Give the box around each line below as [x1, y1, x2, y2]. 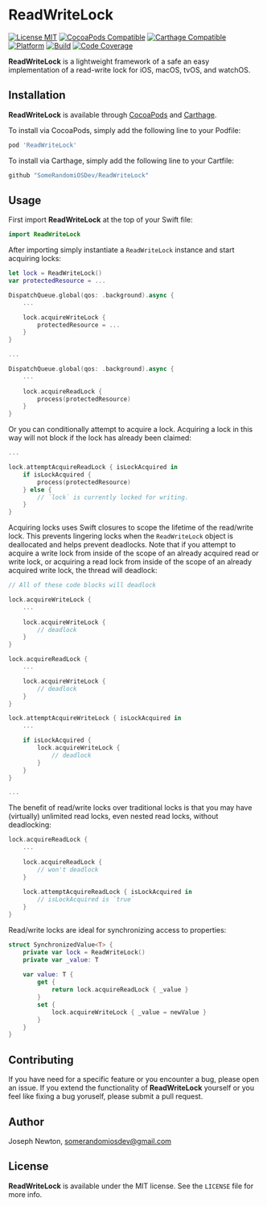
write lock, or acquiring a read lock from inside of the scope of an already [8, 557, 252, 567]
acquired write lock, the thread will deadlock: [8, 566, 158, 576]
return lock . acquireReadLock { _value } [51, 986, 189, 994]
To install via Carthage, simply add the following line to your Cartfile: [8, 156, 235, 165]
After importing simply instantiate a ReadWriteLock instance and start [8, 245, 235, 255]
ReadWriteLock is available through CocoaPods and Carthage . [8, 110, 217, 119]
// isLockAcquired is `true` [37, 896, 135, 904]
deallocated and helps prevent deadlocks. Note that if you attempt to [8, 540, 236, 550]
